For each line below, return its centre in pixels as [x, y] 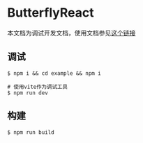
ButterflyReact [51, 13]
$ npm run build [31, 132]
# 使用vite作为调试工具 [38, 87]
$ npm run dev [28, 93]
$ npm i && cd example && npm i [54, 73]
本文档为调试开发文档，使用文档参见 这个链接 [71, 33]
